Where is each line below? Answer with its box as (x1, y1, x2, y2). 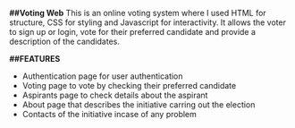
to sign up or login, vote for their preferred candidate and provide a (9, 27, 257, 37)
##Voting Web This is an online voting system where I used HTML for (9, 8, 266, 18)
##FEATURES (9, 54, 61, 64)
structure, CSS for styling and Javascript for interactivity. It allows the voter (9, 17, 286, 28)
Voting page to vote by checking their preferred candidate (21, 81, 237, 90)
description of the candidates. (9, 36, 121, 47)
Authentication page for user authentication (21, 71, 183, 81)
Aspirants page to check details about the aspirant (21, 90, 208, 100)
